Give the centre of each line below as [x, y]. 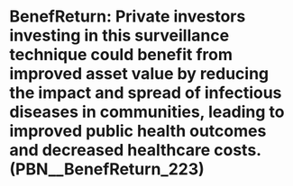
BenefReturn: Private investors [128, 17]
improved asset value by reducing [139, 74]
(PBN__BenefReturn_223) [107, 169]
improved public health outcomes [138, 131]
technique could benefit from [121, 55]
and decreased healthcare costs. [135, 151]
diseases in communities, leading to [147, 112]
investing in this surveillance [119, 35]
